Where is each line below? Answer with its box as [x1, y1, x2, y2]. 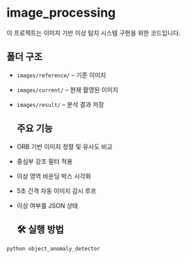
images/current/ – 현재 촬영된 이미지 [16, 85, 119, 94]
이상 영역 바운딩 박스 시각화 [16, 172, 92, 180]
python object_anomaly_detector [6, 245, 100, 253]
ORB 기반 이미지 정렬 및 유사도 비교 [16, 142, 113, 151]
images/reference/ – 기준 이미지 [16, 71, 106, 79]
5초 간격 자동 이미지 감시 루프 [16, 186, 97, 195]
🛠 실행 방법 [16, 224, 64, 235]
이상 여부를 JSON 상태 [16, 201, 78, 210]
